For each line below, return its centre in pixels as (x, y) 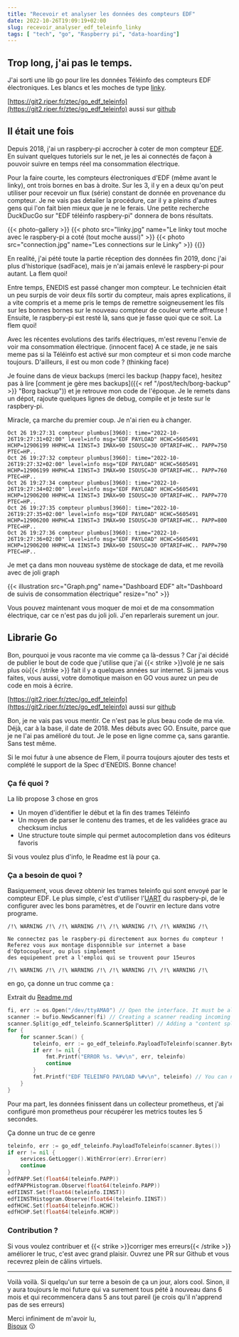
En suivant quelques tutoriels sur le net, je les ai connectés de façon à (110, 156)
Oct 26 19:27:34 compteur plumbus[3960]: (70, 483)
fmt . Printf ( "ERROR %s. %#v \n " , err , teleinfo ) (116, 1057)
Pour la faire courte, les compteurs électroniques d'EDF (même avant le (112, 177)
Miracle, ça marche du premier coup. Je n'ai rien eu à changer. (100, 420)
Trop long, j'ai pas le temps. (70, 62)
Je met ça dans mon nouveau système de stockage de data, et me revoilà (116, 565)
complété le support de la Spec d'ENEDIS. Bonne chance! (92, 765)
